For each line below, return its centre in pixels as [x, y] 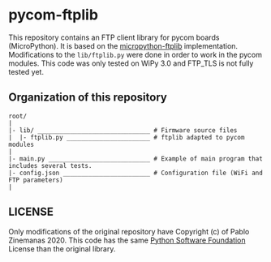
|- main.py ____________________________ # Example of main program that [136, 159]
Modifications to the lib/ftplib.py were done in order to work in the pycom [135, 54]
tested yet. [26, 71]
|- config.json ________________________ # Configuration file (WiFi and [136, 173]
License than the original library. [62, 248]
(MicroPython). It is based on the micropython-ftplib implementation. [123, 45]
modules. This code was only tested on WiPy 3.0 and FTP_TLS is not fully [131, 63]
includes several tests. [50, 165]
